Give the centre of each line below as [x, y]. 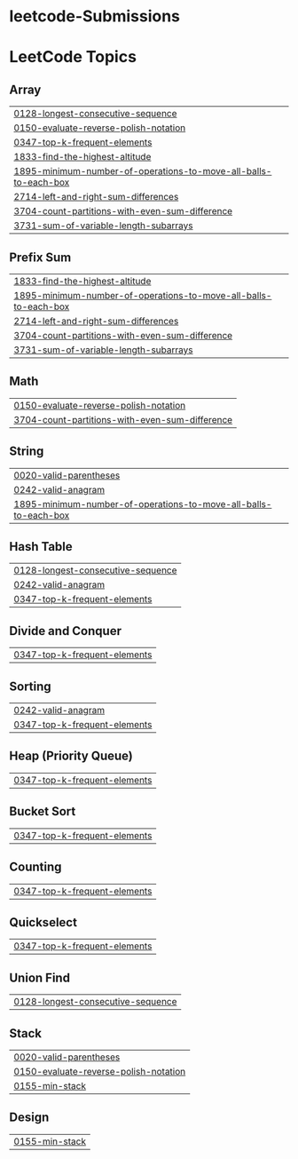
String [27, 452]
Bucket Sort [43, 811]
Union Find [40, 977]
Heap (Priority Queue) [71, 756]
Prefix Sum [40, 257]
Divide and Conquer [66, 631]
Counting [35, 867]
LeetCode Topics [73, 57]
